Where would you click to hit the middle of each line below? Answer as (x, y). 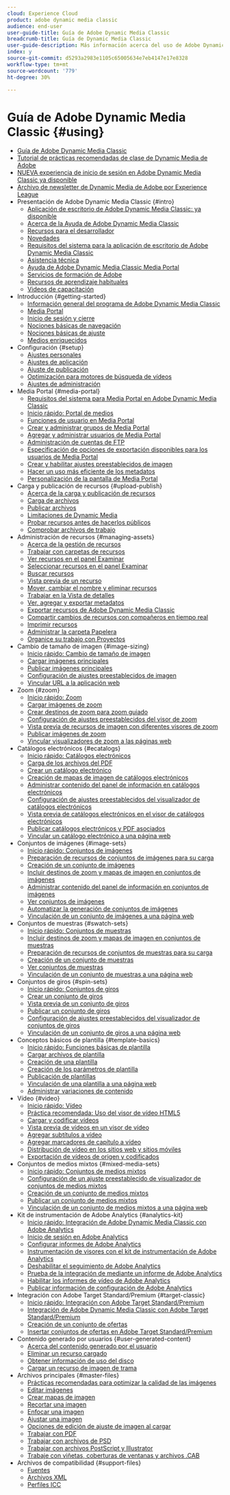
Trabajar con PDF (52, 1434)
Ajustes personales (54, 355)
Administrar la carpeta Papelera (72, 632)
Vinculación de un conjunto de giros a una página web (104, 1033)
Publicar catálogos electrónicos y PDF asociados (96, 829)
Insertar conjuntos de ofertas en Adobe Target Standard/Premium (120, 1332)
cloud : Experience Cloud (42, 13)
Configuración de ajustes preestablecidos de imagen (102, 676)
